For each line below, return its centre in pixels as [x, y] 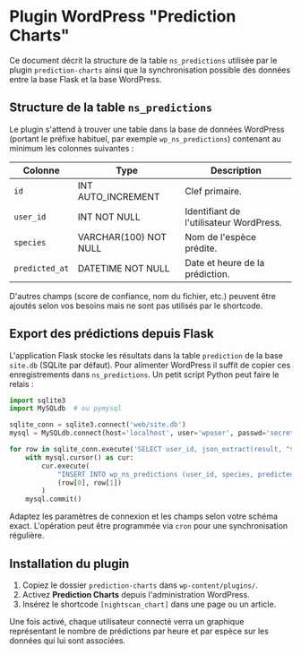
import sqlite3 [38, 401]
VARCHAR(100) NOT [122, 237]
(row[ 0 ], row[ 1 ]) [90, 483]
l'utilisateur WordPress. [233, 222]
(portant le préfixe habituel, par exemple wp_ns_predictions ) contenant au [146, 138]
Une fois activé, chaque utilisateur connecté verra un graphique [127, 621]
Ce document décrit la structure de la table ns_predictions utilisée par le [143, 60]
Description [236, 170]
